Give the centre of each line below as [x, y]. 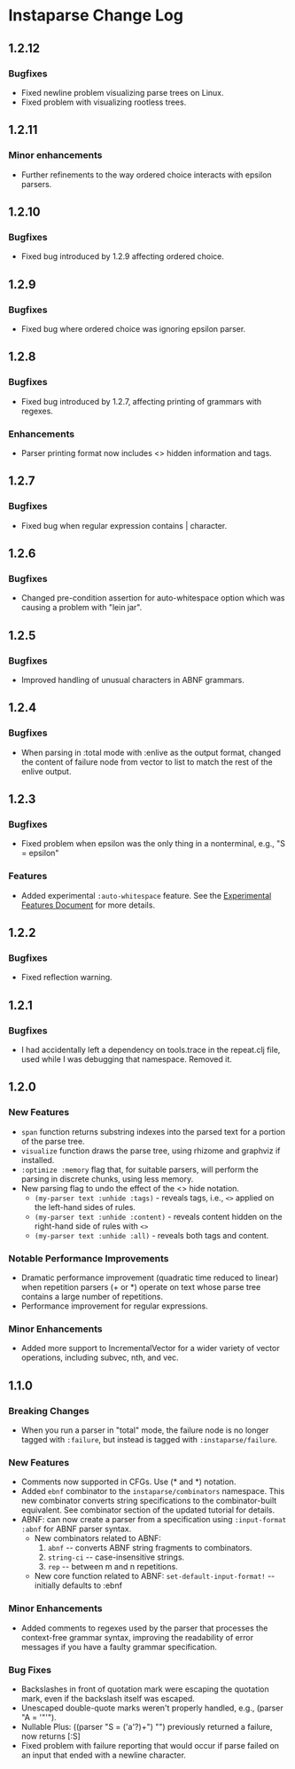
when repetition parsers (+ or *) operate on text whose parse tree [141, 1287]
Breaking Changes [49, 1411]
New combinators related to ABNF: [97, 1538]
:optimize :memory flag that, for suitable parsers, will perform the [140, 1169]
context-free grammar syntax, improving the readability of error [137, 1637]
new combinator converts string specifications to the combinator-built [149, 1501]
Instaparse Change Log [96, 16]
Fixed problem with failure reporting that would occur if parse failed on [150, 1745]
